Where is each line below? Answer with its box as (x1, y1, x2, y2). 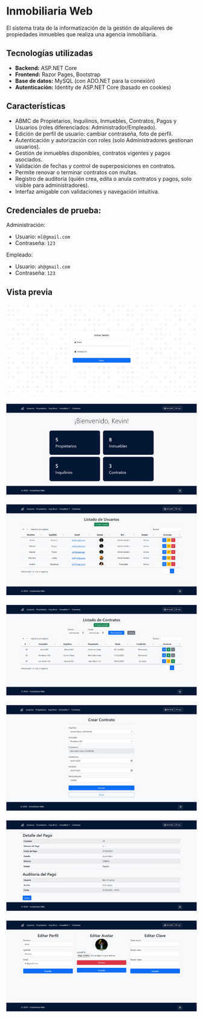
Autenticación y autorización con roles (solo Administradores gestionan (14, 136, 193, 143)
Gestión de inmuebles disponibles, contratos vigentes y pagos (14, 149, 170, 157)
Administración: (6, 221, 45, 229)
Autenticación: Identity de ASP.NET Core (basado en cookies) (14, 83, 172, 91)
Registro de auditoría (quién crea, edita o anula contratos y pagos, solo (14, 175, 192, 182)
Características (6, 101, 66, 111)
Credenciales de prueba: (6, 205, 101, 215)
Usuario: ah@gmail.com (14, 263, 71, 270)
